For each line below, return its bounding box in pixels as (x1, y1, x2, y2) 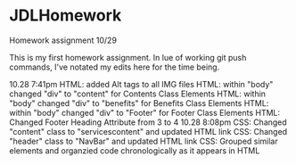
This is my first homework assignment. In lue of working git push (9, 52, 247, 62)
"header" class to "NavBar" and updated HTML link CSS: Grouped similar (9, 136, 278, 146)
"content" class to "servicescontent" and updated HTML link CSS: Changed (9, 126, 288, 136)
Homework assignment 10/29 (9, 35, 118, 45)
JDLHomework (9, 5, 122, 26)
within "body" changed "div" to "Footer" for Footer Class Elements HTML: (9, 107, 281, 118)
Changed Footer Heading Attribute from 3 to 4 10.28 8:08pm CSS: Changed (9, 117, 287, 128)
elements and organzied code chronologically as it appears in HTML (9, 144, 260, 156)
